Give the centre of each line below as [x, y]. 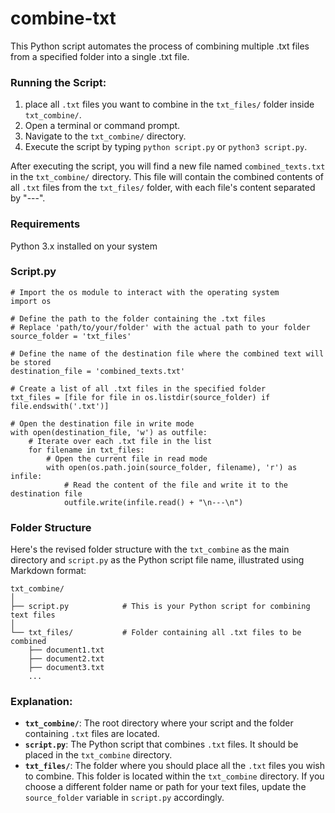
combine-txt [63, 18]
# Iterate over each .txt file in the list [120, 441]
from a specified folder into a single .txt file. [100, 56]
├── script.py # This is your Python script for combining [160, 607]
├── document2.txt [66, 659]
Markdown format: [48, 571]
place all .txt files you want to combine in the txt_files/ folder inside [169, 104]
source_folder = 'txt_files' [71, 336]
